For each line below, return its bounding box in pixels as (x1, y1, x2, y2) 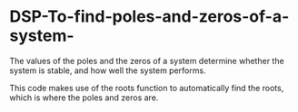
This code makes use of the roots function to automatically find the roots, (9, 82, 284, 93)
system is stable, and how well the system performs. (9, 65, 206, 76)
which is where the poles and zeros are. (9, 92, 159, 103)
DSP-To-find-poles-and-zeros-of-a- (9, 6, 290, 27)
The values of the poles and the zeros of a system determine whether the (9, 55, 284, 66)
